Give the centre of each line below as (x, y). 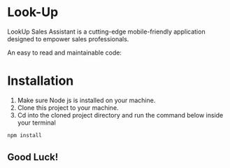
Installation (41, 81)
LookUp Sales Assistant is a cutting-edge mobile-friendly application (106, 31)
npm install (24, 135)
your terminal (36, 122)
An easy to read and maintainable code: (65, 52)
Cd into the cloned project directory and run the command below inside (120, 115)
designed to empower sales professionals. (68, 38)
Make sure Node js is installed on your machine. (86, 100)
